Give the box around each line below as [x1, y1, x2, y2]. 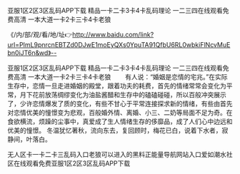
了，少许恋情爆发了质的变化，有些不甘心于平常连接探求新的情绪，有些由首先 [7, 99, 233, 108]
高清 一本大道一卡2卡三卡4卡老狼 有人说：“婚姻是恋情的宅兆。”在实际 [13, 73, 228, 81]
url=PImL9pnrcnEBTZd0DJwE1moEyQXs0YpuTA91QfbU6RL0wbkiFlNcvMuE [7, 41, 231, 48]
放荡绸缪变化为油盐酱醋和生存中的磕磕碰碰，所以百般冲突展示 [44, 91, 226, 98]
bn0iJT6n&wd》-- [7, 48, 57, 57]
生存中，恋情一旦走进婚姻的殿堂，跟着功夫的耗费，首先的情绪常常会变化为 [7, 81, 226, 90]
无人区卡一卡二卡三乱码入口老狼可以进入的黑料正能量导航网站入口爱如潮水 [7, 150, 226, 158]
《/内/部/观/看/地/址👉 [7, 31, 73, 39]
